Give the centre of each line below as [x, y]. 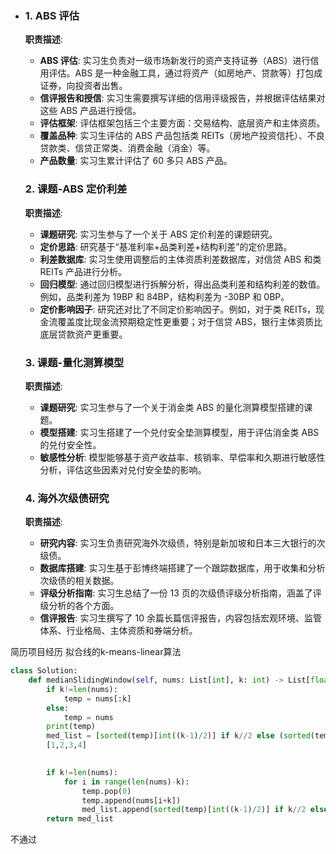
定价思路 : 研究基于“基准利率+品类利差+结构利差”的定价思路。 [166, 246]
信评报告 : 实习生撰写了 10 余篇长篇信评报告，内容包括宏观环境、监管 [180, 618]
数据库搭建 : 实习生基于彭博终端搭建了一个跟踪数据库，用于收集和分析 [182, 568]
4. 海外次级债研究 [67, 498]
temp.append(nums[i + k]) [131, 800]
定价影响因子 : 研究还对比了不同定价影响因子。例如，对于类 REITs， [178, 309]
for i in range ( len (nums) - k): [126, 782]
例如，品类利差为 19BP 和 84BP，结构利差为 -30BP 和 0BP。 [164, 296]
